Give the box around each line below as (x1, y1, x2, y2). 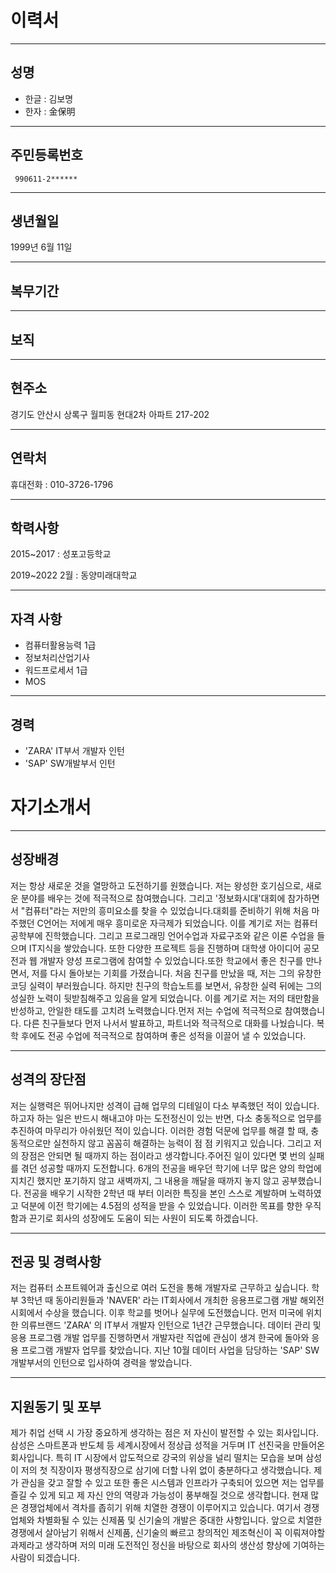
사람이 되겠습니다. (10, 1552, 81, 1564)
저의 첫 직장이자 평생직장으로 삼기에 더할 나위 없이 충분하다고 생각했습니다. (20, 1464, 312, 1476)
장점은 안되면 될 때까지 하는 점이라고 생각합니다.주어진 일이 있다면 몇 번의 (20, 1149, 307, 1161)
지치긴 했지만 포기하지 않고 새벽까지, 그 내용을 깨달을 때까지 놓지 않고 (10, 1174, 280, 1186)
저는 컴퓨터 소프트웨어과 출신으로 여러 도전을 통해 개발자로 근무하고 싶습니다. (10, 1282, 310, 1294)
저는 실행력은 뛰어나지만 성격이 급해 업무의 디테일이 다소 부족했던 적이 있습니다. (10, 1099, 320, 1111)
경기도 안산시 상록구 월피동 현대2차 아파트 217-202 (10, 408, 210, 420)
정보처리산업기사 (24, 652, 90, 664)
